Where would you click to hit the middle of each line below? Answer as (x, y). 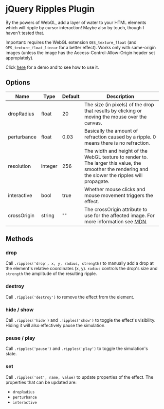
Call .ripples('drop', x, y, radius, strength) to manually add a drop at (80, 263)
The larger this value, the (112, 163)
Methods (19, 239)
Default (71, 96)
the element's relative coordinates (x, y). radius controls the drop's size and (82, 269)
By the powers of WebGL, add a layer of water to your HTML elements (76, 22)
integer (49, 166)
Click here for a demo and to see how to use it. (52, 67)
